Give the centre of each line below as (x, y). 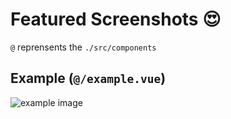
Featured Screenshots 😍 (116, 19)
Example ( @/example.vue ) (88, 78)
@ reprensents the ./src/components (83, 47)
